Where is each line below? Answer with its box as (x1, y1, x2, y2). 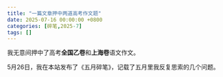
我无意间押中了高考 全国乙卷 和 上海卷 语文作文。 (7, 48, 139, 57)
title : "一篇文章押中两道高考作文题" (7, 10, 102, 17)
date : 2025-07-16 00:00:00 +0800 (7, 16, 103, 23)
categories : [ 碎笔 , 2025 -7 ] (7, 22, 82, 29)
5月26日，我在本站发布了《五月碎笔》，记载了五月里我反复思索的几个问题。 (7, 63, 220, 72)
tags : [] (7, 29, 32, 36)
